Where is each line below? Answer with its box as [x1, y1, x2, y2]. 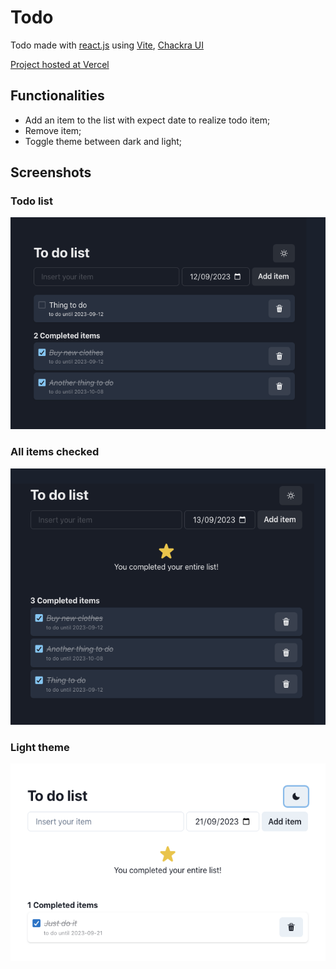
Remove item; [24, 124, 82, 136]
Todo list [10, 194, 53, 208]
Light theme [10, 741, 70, 755]
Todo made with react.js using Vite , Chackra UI [10, 39, 205, 51]
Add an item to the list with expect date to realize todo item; [24, 114, 271, 126]
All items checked [10, 445, 100, 459]
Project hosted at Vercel [10, 58, 110, 70]
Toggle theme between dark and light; [24, 135, 183, 147]
